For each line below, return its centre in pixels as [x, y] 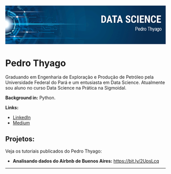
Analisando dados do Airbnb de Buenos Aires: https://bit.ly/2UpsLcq [86, 161]
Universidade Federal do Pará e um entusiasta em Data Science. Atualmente [85, 82]
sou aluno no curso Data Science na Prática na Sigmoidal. [66, 88]
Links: [12, 108]
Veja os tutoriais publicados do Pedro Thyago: [54, 151]
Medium [21, 123]
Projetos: [20, 139]
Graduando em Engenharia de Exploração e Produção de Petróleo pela [80, 77]
